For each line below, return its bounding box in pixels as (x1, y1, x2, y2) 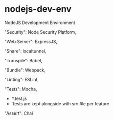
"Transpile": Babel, (4, 57, 43, 63)
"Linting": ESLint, (4, 76, 39, 82)
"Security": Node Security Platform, (4, 29, 76, 35)
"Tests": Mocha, (4, 86, 37, 92)
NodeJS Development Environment (4, 20, 75, 25)
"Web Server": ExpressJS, (4, 38, 58, 45)
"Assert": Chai (4, 110, 33, 116)
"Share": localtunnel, (4, 48, 46, 54)
